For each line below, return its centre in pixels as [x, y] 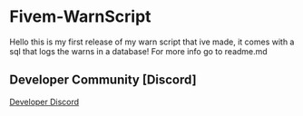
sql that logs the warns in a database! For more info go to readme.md [138, 51]
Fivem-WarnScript [80, 17]
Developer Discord [44, 101]
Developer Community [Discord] [103, 80]
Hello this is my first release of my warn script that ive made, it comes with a [152, 42]
